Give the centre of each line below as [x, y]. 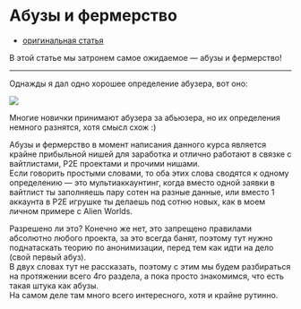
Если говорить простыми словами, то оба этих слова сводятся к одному [149, 173]
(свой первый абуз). [48, 257]
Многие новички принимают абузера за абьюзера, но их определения [145, 117]
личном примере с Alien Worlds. [71, 210]
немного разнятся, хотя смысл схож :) [83, 127]
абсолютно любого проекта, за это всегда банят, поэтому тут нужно [141, 237]
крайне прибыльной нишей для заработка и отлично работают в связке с [150, 154]
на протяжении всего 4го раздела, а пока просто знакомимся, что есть [147, 276]
